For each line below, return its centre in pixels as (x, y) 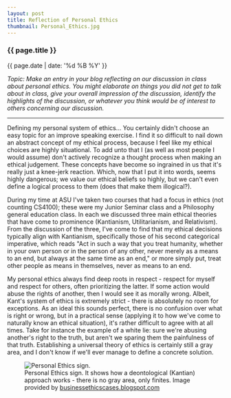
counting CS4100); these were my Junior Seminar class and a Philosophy (111, 207)
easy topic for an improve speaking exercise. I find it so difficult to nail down (115, 135)
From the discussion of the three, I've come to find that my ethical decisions (114, 229)
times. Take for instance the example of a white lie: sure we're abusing (107, 330)
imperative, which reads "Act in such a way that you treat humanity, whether (115, 243)
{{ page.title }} (32, 50)
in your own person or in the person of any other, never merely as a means (113, 251)
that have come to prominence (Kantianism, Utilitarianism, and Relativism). (112, 222)
